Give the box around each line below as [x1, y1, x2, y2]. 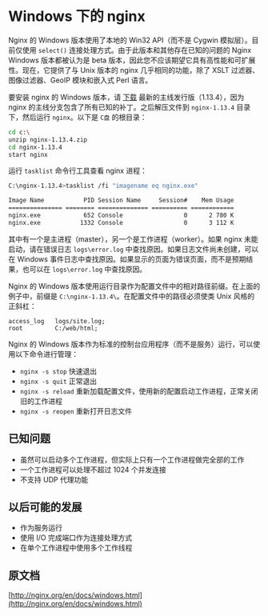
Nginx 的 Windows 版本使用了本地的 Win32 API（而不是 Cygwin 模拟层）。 [8, 35, 252, 45]
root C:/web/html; [8, 324, 98, 332]
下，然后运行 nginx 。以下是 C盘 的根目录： [8, 112, 147, 122]
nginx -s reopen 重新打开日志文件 [19, 406, 133, 416]
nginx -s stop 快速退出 [19, 366, 98, 376]
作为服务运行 [19, 523, 62, 533]
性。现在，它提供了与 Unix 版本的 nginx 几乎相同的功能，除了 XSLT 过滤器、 [8, 65, 260, 74]
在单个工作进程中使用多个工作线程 [19, 543, 133, 553]
